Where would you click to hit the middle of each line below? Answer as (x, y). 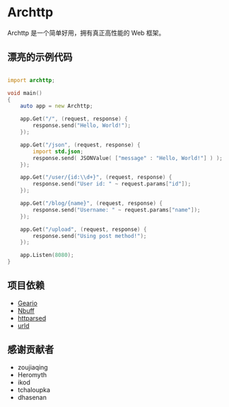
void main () (25, 93)
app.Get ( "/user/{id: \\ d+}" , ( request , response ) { (96, 178)
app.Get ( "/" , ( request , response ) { (74, 119)
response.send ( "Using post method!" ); (90, 236)
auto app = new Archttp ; (57, 106)
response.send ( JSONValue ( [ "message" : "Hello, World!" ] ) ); (128, 158)
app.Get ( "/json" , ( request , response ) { (80, 145)
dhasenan (32, 397)
